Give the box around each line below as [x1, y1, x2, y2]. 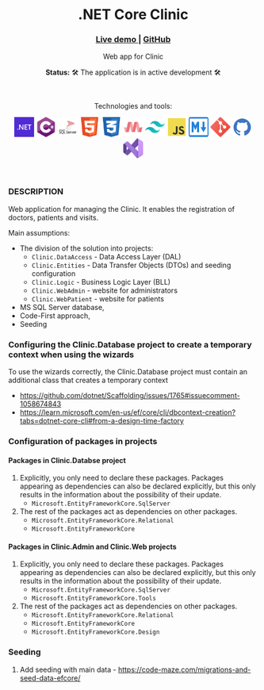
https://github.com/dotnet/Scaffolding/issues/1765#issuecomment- [19, 391, 240, 401]
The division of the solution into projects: [19, 243, 154, 253]
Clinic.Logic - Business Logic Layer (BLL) [31, 277, 171, 286]
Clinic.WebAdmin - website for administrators [31, 286, 178, 295]
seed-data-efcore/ [19, 673, 81, 683]
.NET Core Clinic [78, 6, 189, 24]
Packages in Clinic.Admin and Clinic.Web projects [8, 542, 177, 551]
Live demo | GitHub [95, 34, 171, 45]
